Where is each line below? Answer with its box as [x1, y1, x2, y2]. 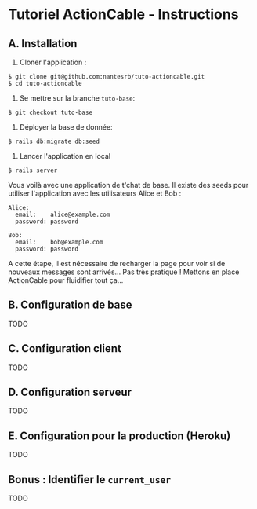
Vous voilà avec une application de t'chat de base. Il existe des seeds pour [8, 181, 249, 189]
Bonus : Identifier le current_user [8, 473, 172, 486]
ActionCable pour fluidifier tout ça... [8, 276, 124, 284]
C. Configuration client [8, 342, 121, 355]
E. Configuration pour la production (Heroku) [8, 429, 231, 442]
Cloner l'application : [19, 57, 87, 67]
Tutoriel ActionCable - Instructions [8, 5, 239, 24]
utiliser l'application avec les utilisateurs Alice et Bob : [8, 189, 182, 198]
